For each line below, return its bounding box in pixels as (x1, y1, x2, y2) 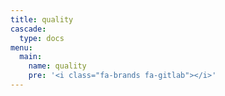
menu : (10, 42, 33, 53)
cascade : (10, 24, 47, 34)
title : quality (10, 14, 74, 25)
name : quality (28, 61, 87, 71)
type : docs (19, 33, 65, 43)
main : (19, 52, 43, 62)
